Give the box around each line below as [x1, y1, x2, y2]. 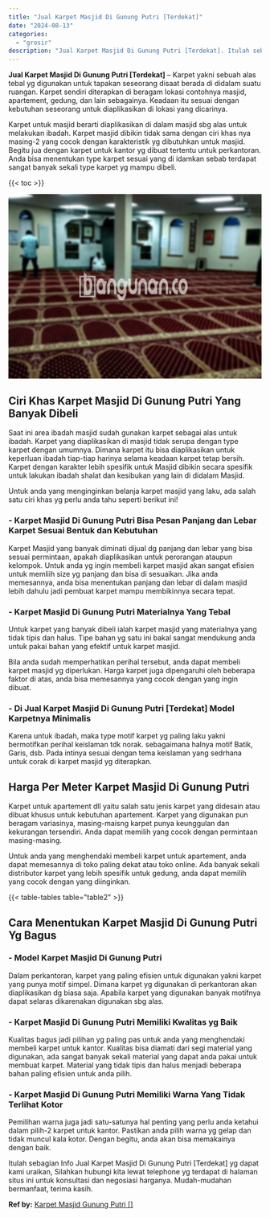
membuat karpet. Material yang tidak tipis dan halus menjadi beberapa [8, 1060, 242, 1070]
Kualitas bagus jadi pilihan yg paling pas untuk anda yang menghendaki [8, 1034, 245, 1045]
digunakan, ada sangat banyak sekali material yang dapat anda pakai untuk [8, 1052, 257, 1062]
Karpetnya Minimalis [8, 713, 91, 724]
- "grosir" [15, 39, 52, 47]
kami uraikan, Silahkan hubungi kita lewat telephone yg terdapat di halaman [8, 1167, 259, 1177]
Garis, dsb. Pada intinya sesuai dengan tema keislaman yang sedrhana [8, 748, 243, 758]
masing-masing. [8, 836, 62, 845]
